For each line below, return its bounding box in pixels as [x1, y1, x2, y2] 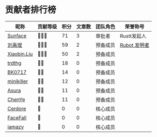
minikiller [7, 78, 28, 85]
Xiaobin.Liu [7, 51, 33, 57]
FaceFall [7, 114, 27, 121]
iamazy [7, 123, 24, 130]
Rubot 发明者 [120, 42, 149, 49]
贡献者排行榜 [5, 4, 57, 16]
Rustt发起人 [120, 33, 146, 39]
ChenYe [7, 96, 25, 103]
